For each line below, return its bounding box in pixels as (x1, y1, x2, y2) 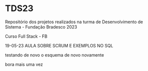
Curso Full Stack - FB (5, 33, 48, 39)
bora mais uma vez (5, 61, 43, 67)
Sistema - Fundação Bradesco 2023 (5, 24, 78, 29)
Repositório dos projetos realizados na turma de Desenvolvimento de (5, 19, 143, 25)
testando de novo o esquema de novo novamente (5, 52, 104, 58)
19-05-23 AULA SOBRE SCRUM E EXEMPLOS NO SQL (5, 43, 114, 48)
